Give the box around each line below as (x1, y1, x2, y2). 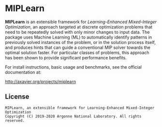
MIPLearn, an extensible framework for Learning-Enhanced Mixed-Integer (5, 105, 155, 110)
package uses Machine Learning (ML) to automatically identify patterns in (5, 34, 152, 40)
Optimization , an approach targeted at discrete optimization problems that (5, 24, 153, 29)
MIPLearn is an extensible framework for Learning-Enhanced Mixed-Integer (5, 19, 157, 25)
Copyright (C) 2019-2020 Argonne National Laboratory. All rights (5, 114, 142, 119)
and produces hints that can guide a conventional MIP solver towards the (5, 44, 151, 50)
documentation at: (5, 69, 42, 75)
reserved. (5, 118, 25, 123)
